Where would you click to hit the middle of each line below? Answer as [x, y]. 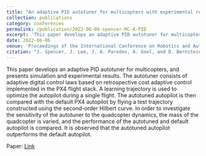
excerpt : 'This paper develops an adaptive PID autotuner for [87, 35]
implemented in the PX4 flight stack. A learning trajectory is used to [92, 89]
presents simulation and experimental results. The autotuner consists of [97, 76]
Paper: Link [21, 146]
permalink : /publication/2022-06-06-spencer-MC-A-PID [77, 29]
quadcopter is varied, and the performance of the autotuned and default [97, 121]
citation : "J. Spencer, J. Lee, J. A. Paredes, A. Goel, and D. [90, 52]
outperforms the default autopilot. [49, 134]
